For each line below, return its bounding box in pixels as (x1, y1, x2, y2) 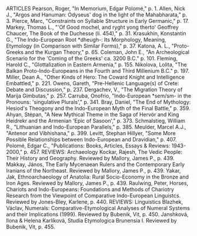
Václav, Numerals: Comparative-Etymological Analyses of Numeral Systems (6, 205, 190, 211)
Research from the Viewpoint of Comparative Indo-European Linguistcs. (6, 192, 181, 199)
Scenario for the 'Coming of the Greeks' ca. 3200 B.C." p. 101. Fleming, (6, 55, 178, 62)
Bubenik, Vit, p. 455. (6, 223, 55, 230)
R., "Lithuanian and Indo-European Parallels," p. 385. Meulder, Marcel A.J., (6, 123, 186, 130)
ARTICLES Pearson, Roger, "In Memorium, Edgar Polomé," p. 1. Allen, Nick (6, 5, 185, 12)
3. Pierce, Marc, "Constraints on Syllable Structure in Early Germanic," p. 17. (6, 18, 189, 24)
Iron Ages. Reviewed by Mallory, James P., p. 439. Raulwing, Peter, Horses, (6, 180, 189, 187)
